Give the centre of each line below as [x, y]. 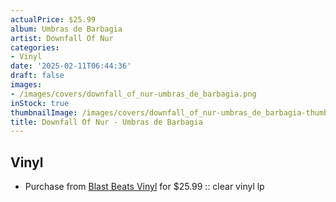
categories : [35, 47]
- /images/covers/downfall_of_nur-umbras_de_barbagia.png [133, 94]
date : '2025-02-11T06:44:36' [71, 66]
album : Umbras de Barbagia [66, 29]
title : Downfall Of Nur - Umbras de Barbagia [106, 122]
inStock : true [40, 103]
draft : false [37, 76]
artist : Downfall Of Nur [62, 38]
